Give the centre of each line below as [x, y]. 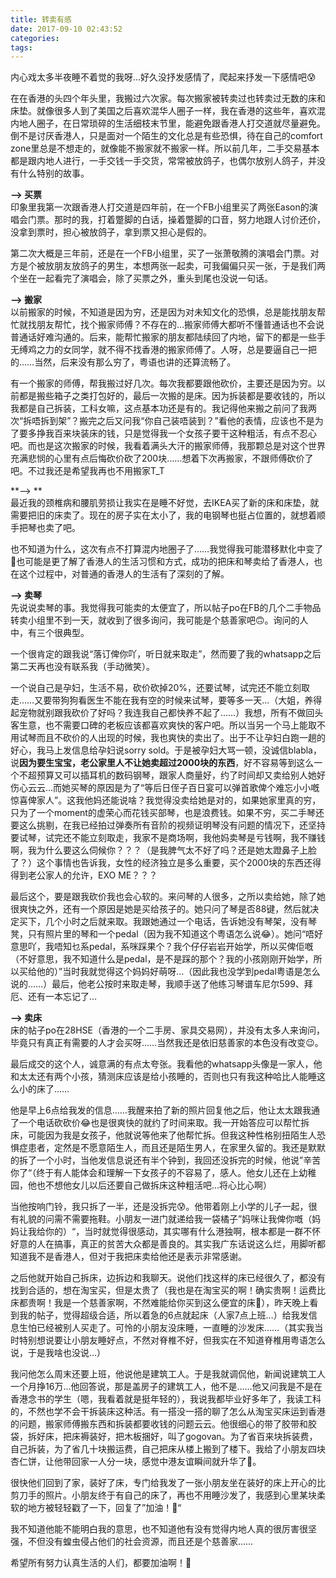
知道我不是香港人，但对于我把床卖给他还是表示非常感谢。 [128, 1257]
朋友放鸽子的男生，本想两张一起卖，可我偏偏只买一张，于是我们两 [189, 266]
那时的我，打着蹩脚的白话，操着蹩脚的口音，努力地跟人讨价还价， [189, 220]
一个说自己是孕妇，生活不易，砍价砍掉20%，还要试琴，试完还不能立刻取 [160, 688]
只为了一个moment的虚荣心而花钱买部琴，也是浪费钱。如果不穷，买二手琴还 [167, 813]
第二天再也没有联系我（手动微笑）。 [82, 667]
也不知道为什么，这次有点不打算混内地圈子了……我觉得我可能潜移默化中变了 [167, 549]
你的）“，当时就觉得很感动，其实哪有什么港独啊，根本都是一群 [174, 1232]
